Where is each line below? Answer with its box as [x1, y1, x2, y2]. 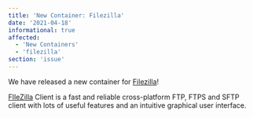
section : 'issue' [8, 56, 65, 64]
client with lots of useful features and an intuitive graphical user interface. [8, 100, 247, 110]
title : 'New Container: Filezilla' [8, 11, 125, 20]
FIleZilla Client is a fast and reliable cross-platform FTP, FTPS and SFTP [8, 92, 240, 101]
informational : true [8, 26, 76, 34]
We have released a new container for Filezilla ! [8, 76, 159, 87]
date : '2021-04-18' [8, 19, 72, 27]
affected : [8, 33, 41, 42]
